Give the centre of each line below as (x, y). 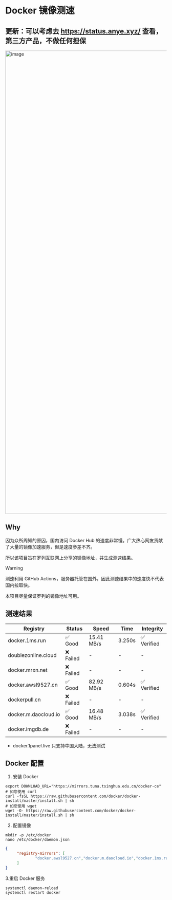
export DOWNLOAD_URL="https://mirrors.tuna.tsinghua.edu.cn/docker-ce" (83, 786)
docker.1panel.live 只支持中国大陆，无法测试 (59, 745)
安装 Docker (26, 777)
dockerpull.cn (24, 700)
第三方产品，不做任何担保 (46, 41)
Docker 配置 (25, 764)
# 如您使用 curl (21, 792)
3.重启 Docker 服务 (25, 878)
